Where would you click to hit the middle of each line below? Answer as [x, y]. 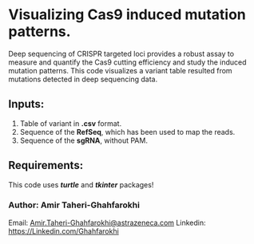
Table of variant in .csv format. [71, 123]
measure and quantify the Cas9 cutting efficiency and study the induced [127, 62]
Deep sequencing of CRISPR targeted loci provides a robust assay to [121, 53]
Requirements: [46, 165]
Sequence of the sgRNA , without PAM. [83, 140]
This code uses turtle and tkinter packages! [81, 184]
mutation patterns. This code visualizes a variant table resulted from [121, 70]
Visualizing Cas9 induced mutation [127, 15]
